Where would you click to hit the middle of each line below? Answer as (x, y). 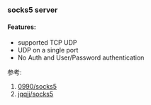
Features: (22, 27)
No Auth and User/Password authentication (81, 57)
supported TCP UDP (47, 43)
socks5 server (33, 10)
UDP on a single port (48, 50)
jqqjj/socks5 (35, 94)
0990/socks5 (37, 87)
